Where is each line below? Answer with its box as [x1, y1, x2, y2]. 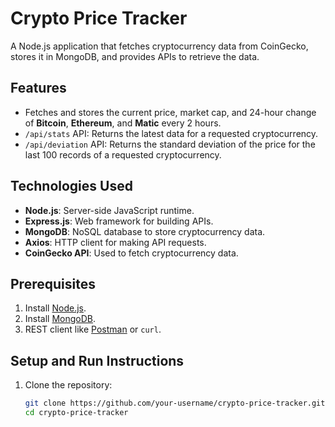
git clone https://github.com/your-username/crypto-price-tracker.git [24, 398, 326, 409]
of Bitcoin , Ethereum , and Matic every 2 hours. [24, 117, 222, 129]
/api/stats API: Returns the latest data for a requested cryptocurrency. [24, 127, 319, 139]
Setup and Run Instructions [10, 352, 185, 369]
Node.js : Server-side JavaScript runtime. [24, 204, 195, 216]
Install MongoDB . [24, 313, 97, 325]
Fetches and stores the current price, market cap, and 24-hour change [24, 106, 317, 118]
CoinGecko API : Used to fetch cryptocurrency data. [24, 247, 239, 259]
